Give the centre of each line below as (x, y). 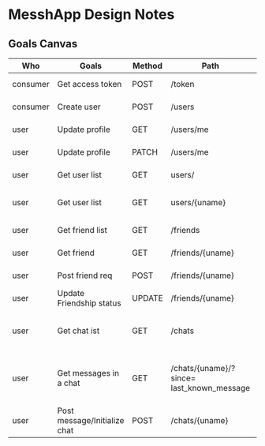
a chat (69, 383)
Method (148, 66)
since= (183, 378)
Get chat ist (78, 331)
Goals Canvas (43, 44)
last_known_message (211, 388)
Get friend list (82, 230)
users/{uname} (198, 202)
